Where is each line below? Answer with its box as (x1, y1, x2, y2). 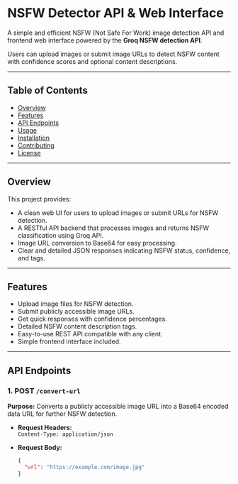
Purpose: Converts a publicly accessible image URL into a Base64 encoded (7, 402, 229, 411)
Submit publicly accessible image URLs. (17, 307, 135, 316)
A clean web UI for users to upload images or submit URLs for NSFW (17, 208, 219, 217)
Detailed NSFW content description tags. (17, 322, 137, 331)
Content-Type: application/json (17, 431, 113, 438)
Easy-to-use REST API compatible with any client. (17, 330, 163, 339)
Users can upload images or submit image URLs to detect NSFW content (7, 50, 220, 58)
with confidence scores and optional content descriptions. (7, 57, 178, 65)
